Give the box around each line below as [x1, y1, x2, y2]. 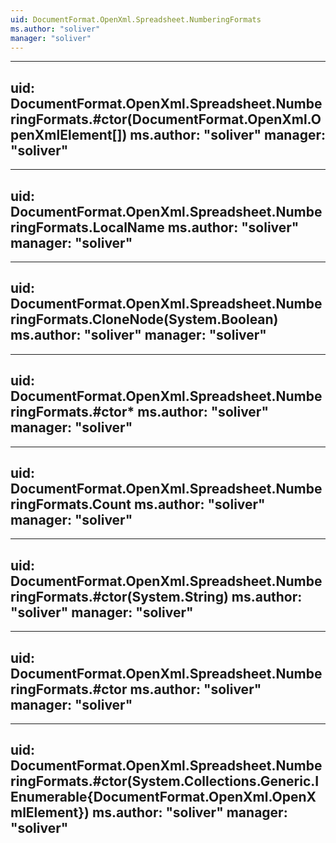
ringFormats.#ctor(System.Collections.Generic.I [10, 773, 320, 790]
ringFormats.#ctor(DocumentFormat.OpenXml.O [10, 111, 322, 128]
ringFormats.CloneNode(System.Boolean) [10, 311, 279, 328]
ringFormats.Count [10, 496, 132, 513]
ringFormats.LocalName [10, 219, 165, 236]
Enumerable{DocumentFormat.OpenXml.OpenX [10, 789, 317, 806]
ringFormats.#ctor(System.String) [10, 588, 229, 605]
